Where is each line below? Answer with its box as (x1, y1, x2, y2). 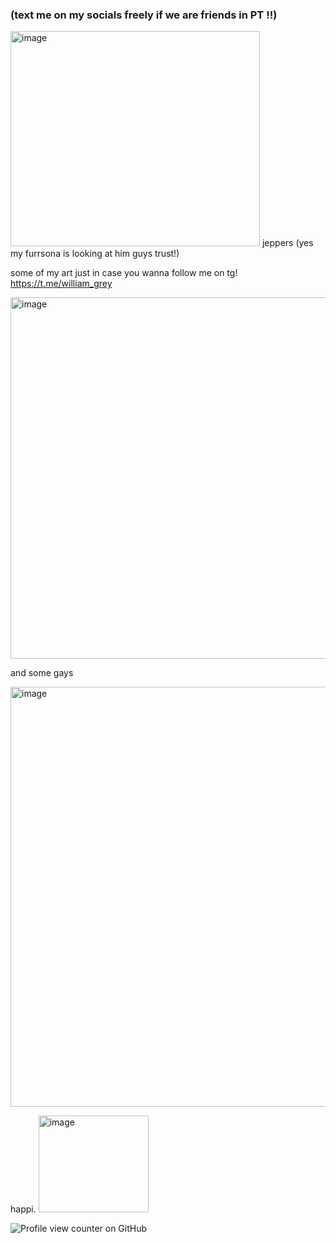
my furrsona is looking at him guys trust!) (10, 248, 180, 260)
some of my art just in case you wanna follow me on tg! (10, 267, 238, 279)
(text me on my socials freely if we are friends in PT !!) (10, 8, 278, 22)
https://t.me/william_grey (10, 278, 113, 290)
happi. (10, 1203, 37, 1215)
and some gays (10, 667, 74, 679)
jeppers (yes (261, 237, 314, 249)
